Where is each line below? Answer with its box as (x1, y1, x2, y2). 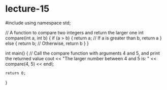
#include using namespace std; (5, 20, 71, 26)
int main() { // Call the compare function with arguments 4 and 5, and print (5, 50, 160, 56)
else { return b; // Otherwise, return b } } (5, 40, 89, 46)
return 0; (5, 70, 26, 76)
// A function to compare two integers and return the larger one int (5, 29, 144, 35)
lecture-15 (5, 3, 50, 15)
